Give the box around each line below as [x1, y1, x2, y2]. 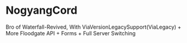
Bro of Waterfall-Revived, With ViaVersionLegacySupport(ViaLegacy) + [5, 23, 182, 30]
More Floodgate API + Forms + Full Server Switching [5, 29, 136, 36]
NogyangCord [5, 4, 78, 17]
